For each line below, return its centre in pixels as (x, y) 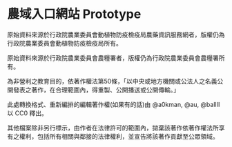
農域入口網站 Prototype (74, 14)
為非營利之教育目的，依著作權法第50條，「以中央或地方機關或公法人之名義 (112, 81)
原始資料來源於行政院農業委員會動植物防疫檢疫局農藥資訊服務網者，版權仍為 (116, 35)
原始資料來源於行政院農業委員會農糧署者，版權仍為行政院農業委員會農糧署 (113, 58)
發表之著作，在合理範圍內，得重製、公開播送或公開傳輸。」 (96, 90)
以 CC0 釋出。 (28, 113)
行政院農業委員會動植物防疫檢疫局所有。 (65, 43)
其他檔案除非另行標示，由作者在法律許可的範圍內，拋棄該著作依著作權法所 (113, 128)
